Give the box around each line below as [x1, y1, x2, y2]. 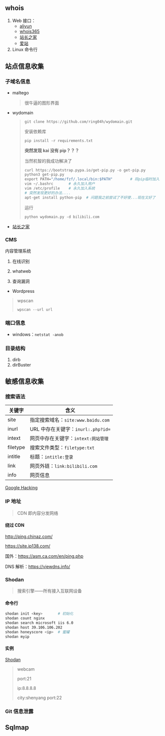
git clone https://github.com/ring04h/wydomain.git [24, 119, 133, 124]
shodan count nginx [5, 616, 45, 621]
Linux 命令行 [12, 46, 38, 52]
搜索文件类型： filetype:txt [29, 444, 95, 451]
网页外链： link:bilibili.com [29, 463, 97, 470]
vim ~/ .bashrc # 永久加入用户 [24, 181, 95, 186]
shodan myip [5, 634, 29, 639]
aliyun [19, 23, 32, 29]
